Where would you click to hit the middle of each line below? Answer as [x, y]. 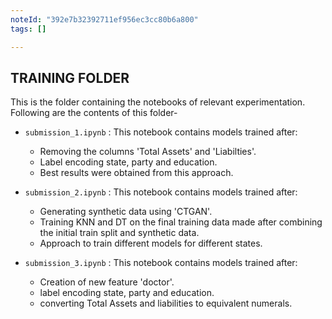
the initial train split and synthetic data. [119, 233]
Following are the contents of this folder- [94, 113]
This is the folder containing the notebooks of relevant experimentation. [158, 102]
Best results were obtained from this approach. [136, 173]
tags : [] [28, 29]
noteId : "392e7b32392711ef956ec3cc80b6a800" [104, 19]
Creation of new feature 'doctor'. [107, 282]
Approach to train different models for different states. [151, 243]
